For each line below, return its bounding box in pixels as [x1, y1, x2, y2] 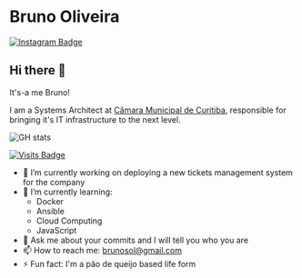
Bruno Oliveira [9, 6, 120, 27]
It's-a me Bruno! [9, 86, 71, 97]
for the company [22, 176, 86, 187]
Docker [35, 195, 64, 206]
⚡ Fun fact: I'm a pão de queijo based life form [22, 258, 196, 269]
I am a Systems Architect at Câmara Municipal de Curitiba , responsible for [9, 104, 287, 115]
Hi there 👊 [9, 63, 66, 78]
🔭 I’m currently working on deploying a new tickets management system [22, 166, 294, 178]
